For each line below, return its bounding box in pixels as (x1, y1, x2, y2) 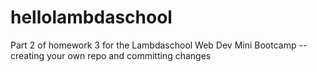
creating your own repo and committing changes (10, 49, 212, 61)
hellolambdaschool (10, 6, 173, 29)
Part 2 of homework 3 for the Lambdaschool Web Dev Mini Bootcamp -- (10, 39, 308, 51)
